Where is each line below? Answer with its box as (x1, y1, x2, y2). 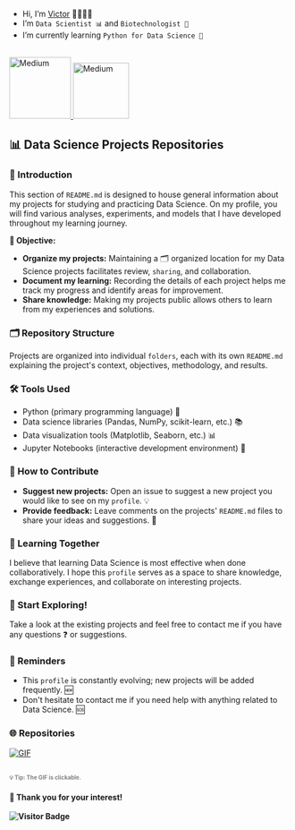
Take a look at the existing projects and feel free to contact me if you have (9, 619, 282, 630)
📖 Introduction (9, 168, 73, 181)
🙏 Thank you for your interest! (9, 791, 123, 802)
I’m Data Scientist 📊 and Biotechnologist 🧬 (21, 18, 190, 29)
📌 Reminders (9, 655, 66, 667)
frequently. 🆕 (21, 685, 74, 696)
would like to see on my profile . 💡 (21, 495, 150, 506)
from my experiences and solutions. (21, 304, 155, 314)
